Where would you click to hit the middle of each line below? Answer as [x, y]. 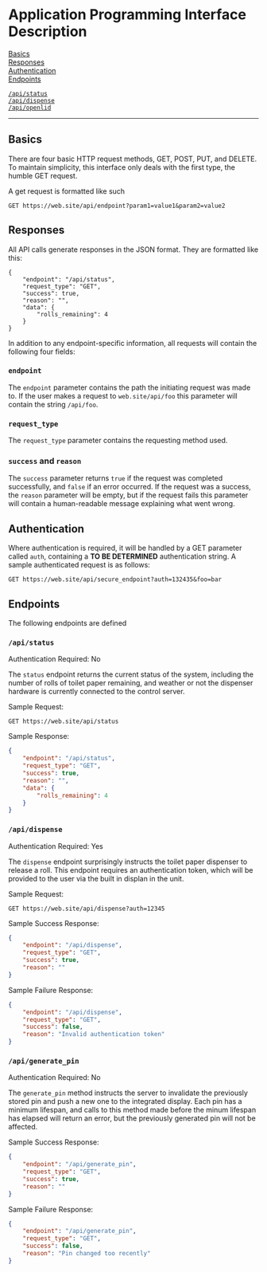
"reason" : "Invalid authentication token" [94, 1034]
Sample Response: [39, 736]
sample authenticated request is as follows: [79, 565]
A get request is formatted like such [67, 191]
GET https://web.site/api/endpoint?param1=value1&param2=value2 [117, 206]
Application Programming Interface [127, 15]
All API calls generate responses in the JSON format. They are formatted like [133, 249]
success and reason [45, 461]
